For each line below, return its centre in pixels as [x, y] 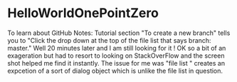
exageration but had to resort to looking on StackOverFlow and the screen [116, 56]
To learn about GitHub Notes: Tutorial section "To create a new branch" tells [119, 33]
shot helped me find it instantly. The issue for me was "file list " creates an [116, 63]
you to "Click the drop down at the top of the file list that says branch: [109, 40]
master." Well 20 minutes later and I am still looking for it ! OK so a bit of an [117, 48]
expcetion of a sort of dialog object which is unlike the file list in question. [115, 71]
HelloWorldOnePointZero [83, 13]
